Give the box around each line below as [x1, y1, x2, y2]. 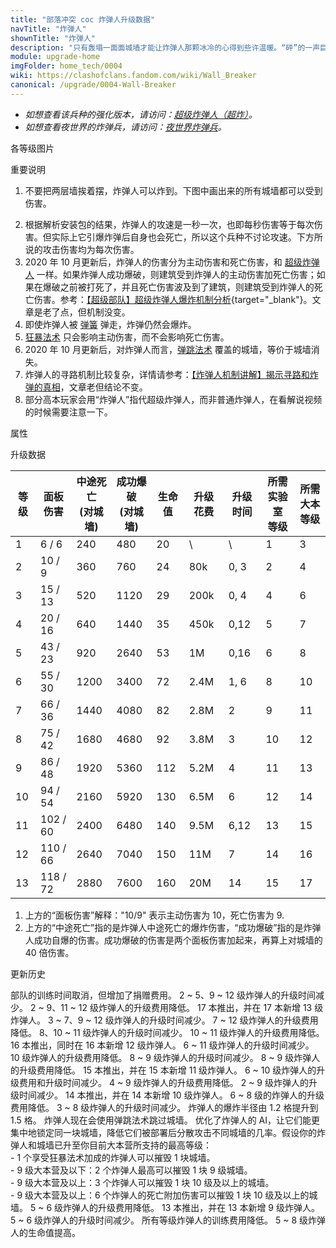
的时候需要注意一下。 [24, 406, 113, 418]
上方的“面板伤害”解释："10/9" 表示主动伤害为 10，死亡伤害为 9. [24, 909, 285, 921]
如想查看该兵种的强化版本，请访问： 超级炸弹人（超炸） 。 [24, 108, 258, 120]
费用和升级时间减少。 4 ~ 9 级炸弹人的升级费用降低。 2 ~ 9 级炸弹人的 [18, 1076, 309, 1088]
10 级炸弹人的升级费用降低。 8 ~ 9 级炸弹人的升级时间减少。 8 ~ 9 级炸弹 [10, 1051, 312, 1063]
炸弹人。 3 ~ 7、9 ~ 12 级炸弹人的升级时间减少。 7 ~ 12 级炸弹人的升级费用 [10, 1014, 319, 1026]
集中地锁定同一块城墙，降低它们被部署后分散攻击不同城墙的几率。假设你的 [10, 1126, 317, 1138]
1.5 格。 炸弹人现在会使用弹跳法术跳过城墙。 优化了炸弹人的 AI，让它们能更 [10, 1114, 321, 1126]
